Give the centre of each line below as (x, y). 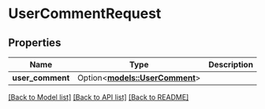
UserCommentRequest (85, 14)
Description (231, 65)
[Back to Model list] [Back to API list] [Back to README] (99, 97)
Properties (35, 43)
